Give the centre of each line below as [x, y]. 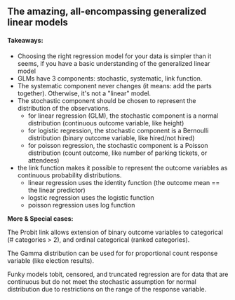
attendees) [43, 160]
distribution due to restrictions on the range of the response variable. [107, 289]
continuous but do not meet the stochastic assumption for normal [102, 281]
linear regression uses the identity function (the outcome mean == [124, 182]
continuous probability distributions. [69, 175]
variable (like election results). [51, 260]
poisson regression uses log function [81, 205]
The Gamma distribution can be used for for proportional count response [113, 253]
